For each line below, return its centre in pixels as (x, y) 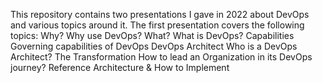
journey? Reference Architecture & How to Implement (120, 67)
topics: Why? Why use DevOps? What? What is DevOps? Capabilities (152, 35)
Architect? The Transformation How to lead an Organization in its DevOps (161, 57)
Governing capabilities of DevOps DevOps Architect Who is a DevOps (154, 46)
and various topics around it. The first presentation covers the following (157, 25)
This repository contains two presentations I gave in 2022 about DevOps (160, 14)
